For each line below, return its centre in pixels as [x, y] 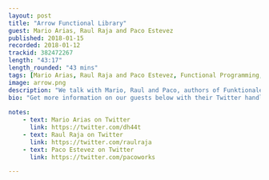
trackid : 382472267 [41, 53]
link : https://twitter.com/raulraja [90, 142]
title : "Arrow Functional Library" [68, 23]
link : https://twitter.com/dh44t [85, 127]
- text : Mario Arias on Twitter [76, 120]
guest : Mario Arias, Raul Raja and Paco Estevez [91, 30]
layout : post [30, 16]
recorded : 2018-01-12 [44, 46]
